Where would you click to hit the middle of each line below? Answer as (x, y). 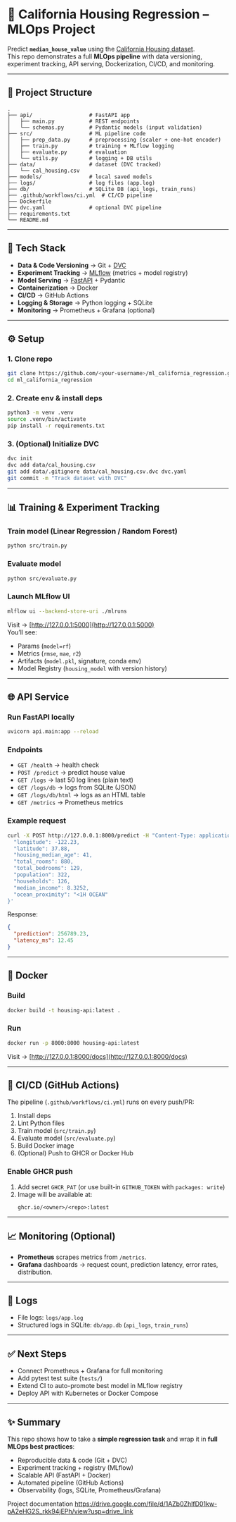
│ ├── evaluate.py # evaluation (67, 152)
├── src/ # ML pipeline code (77, 133)
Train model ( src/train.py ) (57, 1131)
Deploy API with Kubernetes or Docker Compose (88, 1393)
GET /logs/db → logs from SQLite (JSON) (77, 787)
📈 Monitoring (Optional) (61, 1236)
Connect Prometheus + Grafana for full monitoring (90, 1371)
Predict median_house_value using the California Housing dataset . (101, 49)
